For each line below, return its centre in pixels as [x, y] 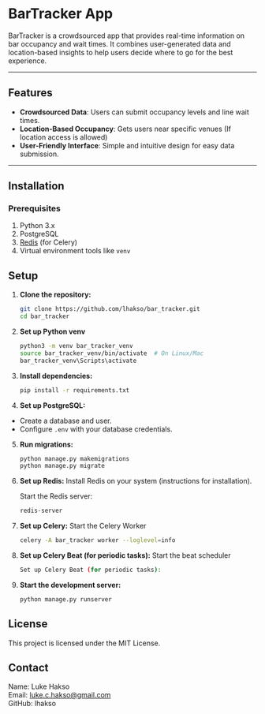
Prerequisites [34, 208]
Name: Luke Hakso [39, 686]
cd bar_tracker [45, 316]
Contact [28, 667]
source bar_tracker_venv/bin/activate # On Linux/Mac [112, 353]
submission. [39, 154]
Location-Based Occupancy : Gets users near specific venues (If [125, 129]
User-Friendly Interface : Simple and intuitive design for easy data [127, 145]
